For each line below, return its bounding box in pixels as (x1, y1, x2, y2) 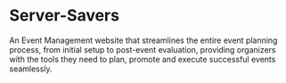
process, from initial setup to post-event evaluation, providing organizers (9, 44, 276, 54)
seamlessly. (9, 63, 53, 74)
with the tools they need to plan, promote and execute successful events (9, 54, 276, 64)
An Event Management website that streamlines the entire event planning (9, 35, 278, 46)
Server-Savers (9, 5, 120, 26)
